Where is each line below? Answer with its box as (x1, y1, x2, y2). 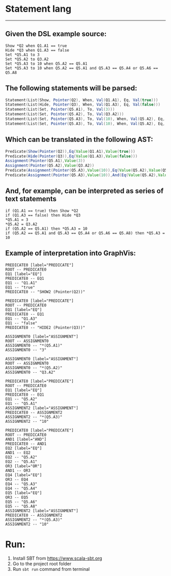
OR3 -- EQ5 (5, 495, 28, 500)
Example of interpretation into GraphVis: (5, 249, 136, 258)
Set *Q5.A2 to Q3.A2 (5, 57, 49, 62)
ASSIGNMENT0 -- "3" (5, 347, 47, 352)
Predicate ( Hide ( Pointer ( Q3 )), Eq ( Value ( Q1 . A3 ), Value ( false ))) (5, 154, 138, 159)
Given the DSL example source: (5, 30, 107, 38)
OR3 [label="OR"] (5, 463, 42, 469)
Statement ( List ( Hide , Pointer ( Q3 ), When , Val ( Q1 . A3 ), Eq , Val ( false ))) (5, 102, 161, 107)
